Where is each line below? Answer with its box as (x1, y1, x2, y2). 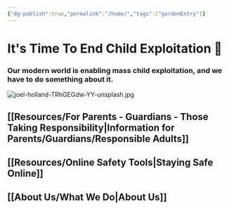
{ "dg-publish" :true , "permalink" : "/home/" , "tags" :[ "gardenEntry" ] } (7, 10, 206, 18)
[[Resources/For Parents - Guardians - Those (7, 110, 209, 123)
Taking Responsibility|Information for (7, 122, 175, 133)
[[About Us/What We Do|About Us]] (7, 191, 167, 204)
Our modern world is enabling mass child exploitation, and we (7, 65, 223, 75)
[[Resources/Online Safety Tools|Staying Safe (7, 156, 214, 169)
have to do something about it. (7, 74, 114, 84)
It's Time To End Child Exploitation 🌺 (7, 40, 223, 56)
